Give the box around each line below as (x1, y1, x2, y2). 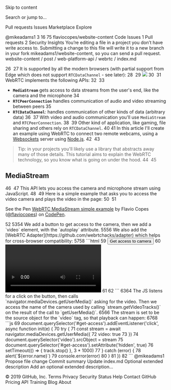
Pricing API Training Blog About (5, 379, 71, 385)
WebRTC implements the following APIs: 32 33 (5, 77, 105, 83)
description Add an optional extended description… (5, 363, 113, 370)
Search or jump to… (5, 14, 47, 20)
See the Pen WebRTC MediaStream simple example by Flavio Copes (5, 205, 149, 212)
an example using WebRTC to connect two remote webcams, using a (12, 130, 158, 136)
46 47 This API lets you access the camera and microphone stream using (5, 185, 161, 191)
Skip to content (5, 5, 37, 10)
